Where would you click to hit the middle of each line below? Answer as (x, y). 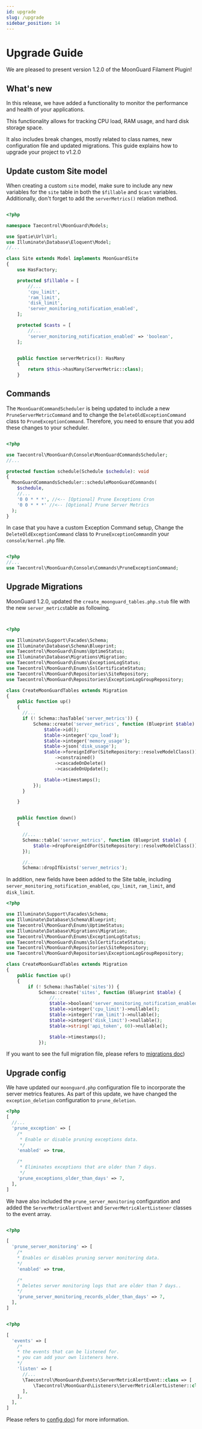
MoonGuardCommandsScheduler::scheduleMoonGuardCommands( (84, 483)
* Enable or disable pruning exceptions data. (79, 1139)
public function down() (47, 818)
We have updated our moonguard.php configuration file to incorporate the (96, 1088)
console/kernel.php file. (36, 540)
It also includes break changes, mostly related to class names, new (89, 139)
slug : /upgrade (25, 17)
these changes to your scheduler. (47, 427)
